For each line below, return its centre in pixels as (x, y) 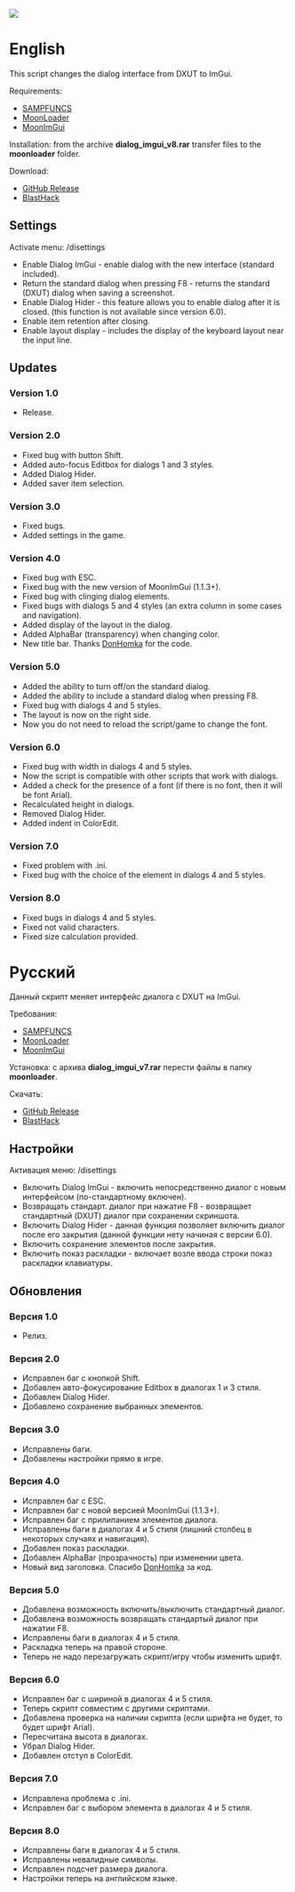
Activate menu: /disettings (57, 247)
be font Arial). (47, 794)
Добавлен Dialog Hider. (66, 1397)
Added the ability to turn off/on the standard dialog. (116, 686)
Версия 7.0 (34, 1779)
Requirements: (36, 91)
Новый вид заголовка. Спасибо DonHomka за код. (117, 1566)
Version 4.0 (35, 558)
